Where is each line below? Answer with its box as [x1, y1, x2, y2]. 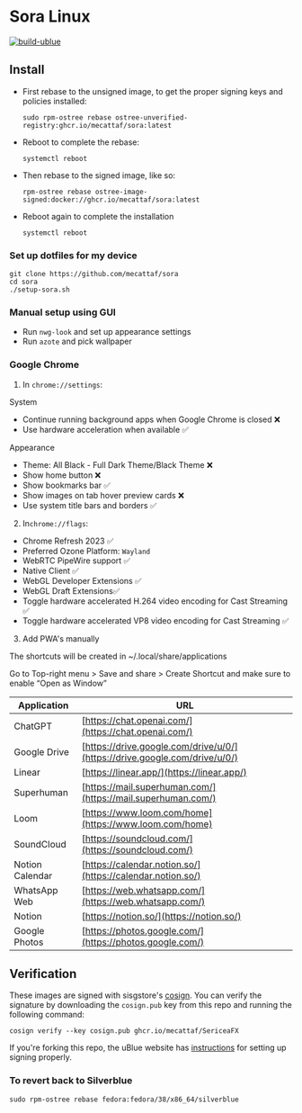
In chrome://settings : [22, 379, 103, 390]
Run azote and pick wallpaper [22, 336, 132, 347]
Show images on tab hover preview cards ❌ [22, 489, 184, 500]
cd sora [9, 277, 39, 287]
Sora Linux [9, 6, 91, 27]
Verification [9, 966, 77, 982]
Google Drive [13, 745, 70, 758]
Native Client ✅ [22, 565, 79, 576]
